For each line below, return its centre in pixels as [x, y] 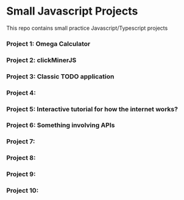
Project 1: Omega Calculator [48, 44]
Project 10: [23, 191]
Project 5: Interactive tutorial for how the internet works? [92, 109]
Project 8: [21, 158]
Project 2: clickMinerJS [41, 60]
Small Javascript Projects [72, 11]
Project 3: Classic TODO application [60, 76]
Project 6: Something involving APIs [61, 125]
